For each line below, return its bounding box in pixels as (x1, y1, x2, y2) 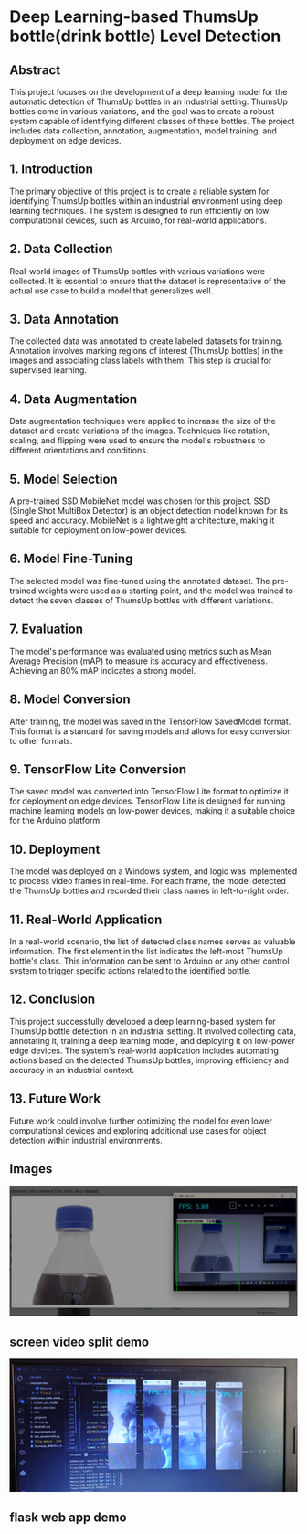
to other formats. (9, 735, 73, 746)
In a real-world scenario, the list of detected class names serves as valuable (9, 935, 296, 947)
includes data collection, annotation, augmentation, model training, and (9, 125, 277, 136)
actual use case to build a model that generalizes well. (9, 285, 214, 296)
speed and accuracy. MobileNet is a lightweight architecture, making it (9, 515, 275, 527)
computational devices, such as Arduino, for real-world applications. (9, 215, 267, 226)
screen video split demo (9, 1334, 149, 1349)
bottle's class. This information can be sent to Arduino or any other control (9, 955, 290, 966)
